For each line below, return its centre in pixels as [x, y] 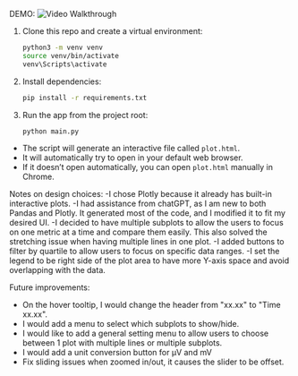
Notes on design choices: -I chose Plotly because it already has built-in [141, 194]
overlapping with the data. [57, 270]
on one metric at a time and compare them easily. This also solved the [139, 232]
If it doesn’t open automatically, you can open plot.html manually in [147, 167]
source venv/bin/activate [70, 56]
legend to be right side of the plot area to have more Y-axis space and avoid [149, 261]
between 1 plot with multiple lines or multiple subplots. [122, 343]
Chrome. [38, 177]
